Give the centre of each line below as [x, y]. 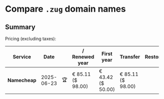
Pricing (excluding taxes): [31, 39]
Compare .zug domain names [65, 9]
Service [22, 57]
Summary [20, 27]
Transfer [130, 57]
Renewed [83, 57]
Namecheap [22, 80]
